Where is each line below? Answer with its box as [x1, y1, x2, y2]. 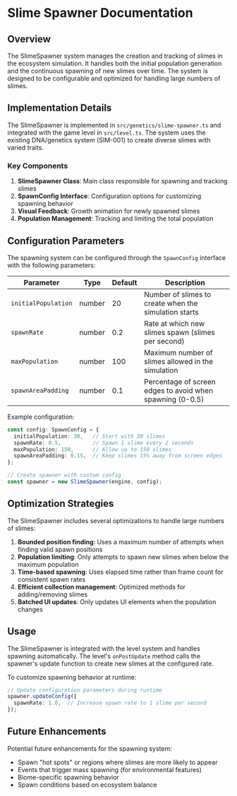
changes [17, 605, 44, 613]
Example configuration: [7, 412, 75, 421]
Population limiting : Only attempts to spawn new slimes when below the [17, 552, 229, 561]
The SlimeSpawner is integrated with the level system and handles [7, 644, 201, 653]
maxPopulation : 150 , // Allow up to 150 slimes [13, 446, 172, 453]
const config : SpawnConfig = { [7, 426, 99, 433]
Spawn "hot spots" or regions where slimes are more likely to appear [17, 758, 218, 766]
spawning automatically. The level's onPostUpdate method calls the [7, 651, 201, 660]
